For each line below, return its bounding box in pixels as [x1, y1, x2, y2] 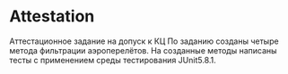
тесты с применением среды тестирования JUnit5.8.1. [9, 54, 217, 65]
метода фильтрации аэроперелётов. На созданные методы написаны [9, 45, 277, 55]
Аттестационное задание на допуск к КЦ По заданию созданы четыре [9, 36, 280, 46]
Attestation [9, 6, 95, 27]
